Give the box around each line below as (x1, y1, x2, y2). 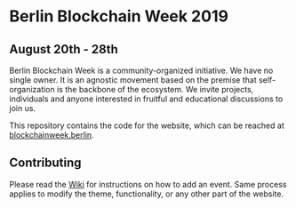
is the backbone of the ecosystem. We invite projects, (56, 84, 254, 94)
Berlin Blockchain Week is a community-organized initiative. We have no (9, 65, 274, 76)
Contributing (9, 156, 82, 171)
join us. (9, 103, 36, 113)
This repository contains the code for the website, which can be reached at (9, 120, 284, 131)
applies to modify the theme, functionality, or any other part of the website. (9, 188, 284, 199)
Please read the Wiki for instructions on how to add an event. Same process (9, 179, 287, 189)
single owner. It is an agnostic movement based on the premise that (9, 75, 257, 85)
